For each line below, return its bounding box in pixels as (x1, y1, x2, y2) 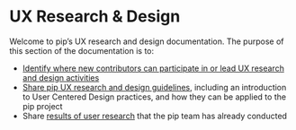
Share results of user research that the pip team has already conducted (22, 110, 288, 121)
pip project (22, 100, 63, 111)
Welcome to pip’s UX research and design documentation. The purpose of (9, 36, 284, 47)
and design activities (22, 72, 100, 82)
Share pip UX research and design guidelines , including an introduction (22, 82, 287, 92)
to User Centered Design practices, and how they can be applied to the (22, 91, 286, 102)
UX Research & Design (9, 6, 181, 27)
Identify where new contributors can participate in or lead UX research (22, 63, 285, 74)
